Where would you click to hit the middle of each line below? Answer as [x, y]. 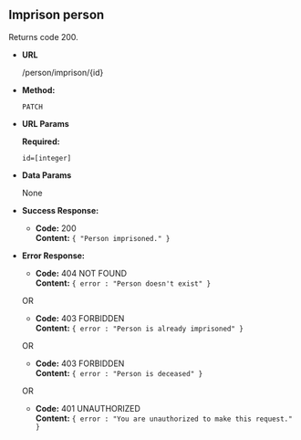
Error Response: [53, 256]
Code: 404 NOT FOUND [81, 273]
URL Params [45, 123]
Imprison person [57, 15]
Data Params [47, 175]
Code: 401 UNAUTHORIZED [88, 408]
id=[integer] [47, 158]
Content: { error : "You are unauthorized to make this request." [164, 418]
